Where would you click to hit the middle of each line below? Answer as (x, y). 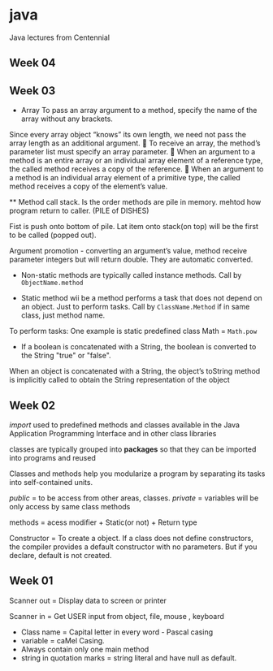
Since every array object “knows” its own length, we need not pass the (128, 135)
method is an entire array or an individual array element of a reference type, (136, 161)
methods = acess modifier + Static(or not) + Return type (103, 522)
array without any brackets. (67, 119)
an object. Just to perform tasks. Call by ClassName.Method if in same (135, 307)
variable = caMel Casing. (63, 640)
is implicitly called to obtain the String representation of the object (119, 380)
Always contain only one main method (85, 649)
